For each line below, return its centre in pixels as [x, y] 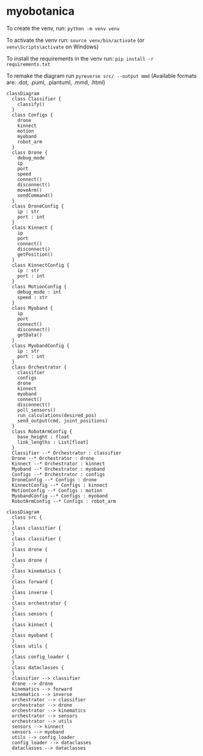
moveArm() [30, 190]
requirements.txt [28, 64]
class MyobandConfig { [41, 346]
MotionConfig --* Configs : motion [57, 491]
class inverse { [32, 592]
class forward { [32, 582]
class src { [27, 517]
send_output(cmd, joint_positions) [63, 421]
